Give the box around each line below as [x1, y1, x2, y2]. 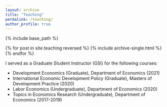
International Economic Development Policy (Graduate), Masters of [12, 75, 152, 81]
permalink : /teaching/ [5, 17, 53, 22]
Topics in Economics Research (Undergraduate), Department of [12, 91, 146, 97]
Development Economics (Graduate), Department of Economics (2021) [12, 70, 160, 76]
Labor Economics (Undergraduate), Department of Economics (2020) [12, 86, 158, 92]
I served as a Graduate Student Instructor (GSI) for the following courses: [5, 60, 158, 66]
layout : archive [5, 7, 39, 13]
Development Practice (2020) [12, 81, 75, 87]
